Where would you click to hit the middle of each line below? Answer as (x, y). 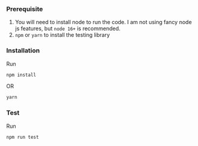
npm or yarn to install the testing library (62, 35)
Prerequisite (25, 9)
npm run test (23, 137)
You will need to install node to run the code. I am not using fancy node (103, 22)
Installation (23, 51)
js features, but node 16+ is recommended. (68, 28)
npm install (21, 75)
